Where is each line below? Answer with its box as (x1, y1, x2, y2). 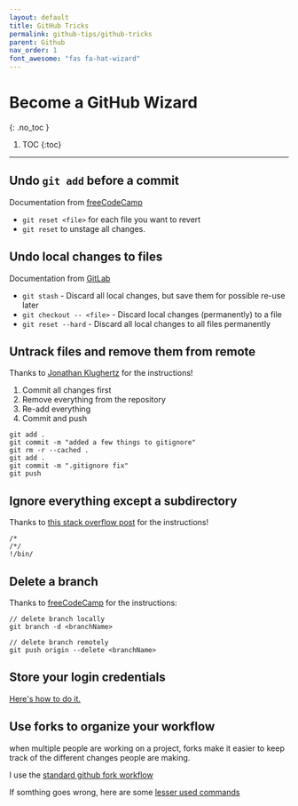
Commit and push (21, 413, 88, 424)
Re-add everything (21, 403, 91, 414)
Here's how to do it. (9, 693, 82, 704)
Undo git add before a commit (9, 173, 179, 188)
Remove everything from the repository (21, 395, 167, 405)
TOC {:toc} (21, 139, 62, 149)
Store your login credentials (9, 670, 166, 685)
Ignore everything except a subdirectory (9, 493, 238, 508)
